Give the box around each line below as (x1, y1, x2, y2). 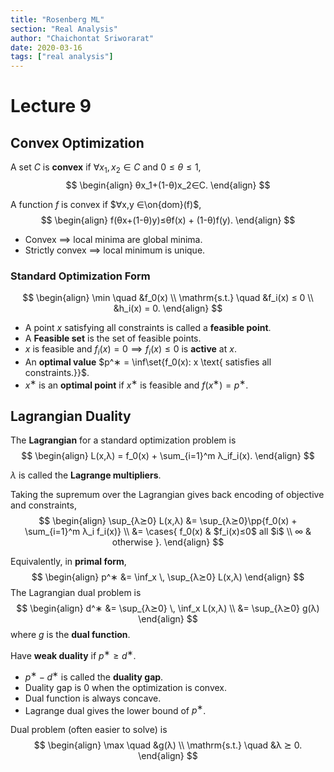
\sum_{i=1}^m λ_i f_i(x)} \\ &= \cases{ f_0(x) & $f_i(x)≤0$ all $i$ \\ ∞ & (24, 526, 312, 538)
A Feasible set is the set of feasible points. (24, 332, 202, 345)
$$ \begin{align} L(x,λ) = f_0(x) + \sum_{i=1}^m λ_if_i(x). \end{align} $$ (21, 450, 315, 462)
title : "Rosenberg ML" (10, 14, 105, 25)
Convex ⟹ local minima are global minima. (24, 233, 203, 245)
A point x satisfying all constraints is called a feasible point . (24, 322, 272, 334)
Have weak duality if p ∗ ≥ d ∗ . (10, 648, 137, 662)
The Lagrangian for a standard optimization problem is (10, 434, 237, 446)
